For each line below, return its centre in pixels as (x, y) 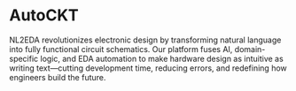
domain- (250, 49)
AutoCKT (44, 15)
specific (24, 58)
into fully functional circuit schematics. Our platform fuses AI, (121, 49)
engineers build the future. (58, 77)
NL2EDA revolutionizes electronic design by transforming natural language (145, 40)
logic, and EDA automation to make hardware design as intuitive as (162, 58)
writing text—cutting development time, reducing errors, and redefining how (148, 68)
